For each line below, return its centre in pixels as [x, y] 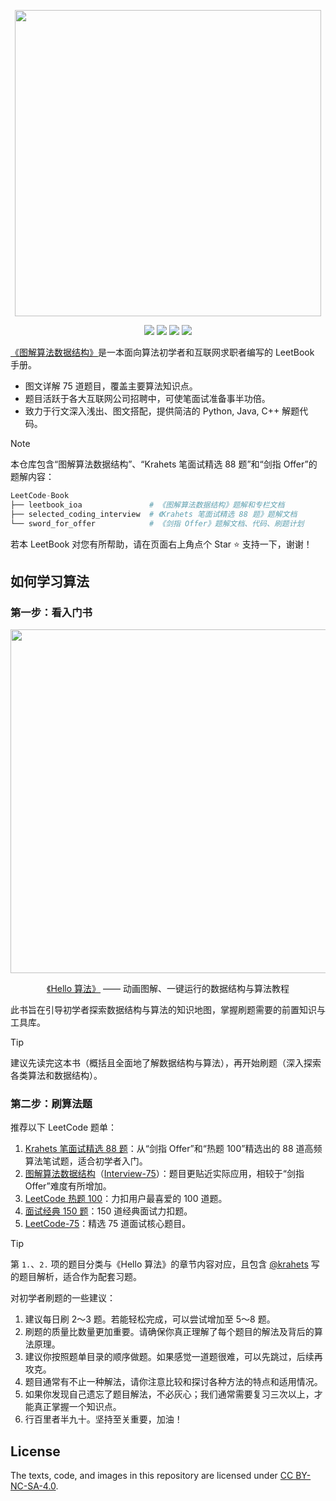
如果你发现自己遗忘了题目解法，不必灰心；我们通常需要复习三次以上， [169, 1394]
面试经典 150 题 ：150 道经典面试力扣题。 [108, 1211]
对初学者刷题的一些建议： [63, 1298]
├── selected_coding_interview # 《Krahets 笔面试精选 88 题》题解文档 [154, 514]
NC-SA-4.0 [33, 1486]
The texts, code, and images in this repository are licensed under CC [152, 1476]
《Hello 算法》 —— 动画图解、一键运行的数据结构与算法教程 [168, 989]
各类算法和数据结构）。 [56, 1076]
